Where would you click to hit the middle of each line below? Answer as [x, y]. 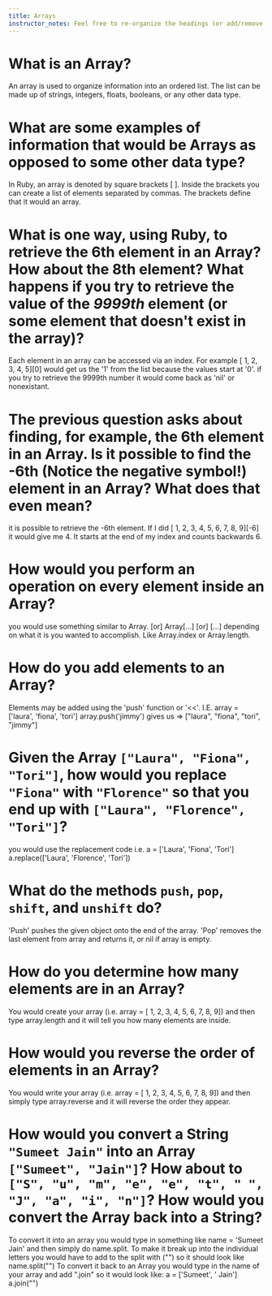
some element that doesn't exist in [127, 321]
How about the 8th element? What [126, 269]
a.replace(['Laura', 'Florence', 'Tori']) [70, 858]
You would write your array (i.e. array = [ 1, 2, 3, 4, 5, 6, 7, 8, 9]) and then [130, 1092]
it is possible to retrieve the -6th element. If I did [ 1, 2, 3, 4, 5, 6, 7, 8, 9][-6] [134, 528]
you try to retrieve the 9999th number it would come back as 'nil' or [122, 378]
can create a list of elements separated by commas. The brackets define [130, 193]
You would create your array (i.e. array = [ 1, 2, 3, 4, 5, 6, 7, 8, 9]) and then [132, 1011]
